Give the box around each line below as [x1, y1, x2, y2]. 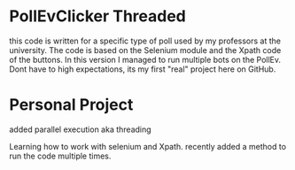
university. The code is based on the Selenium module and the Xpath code [9, 44, 282, 55]
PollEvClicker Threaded [9, 6, 186, 27]
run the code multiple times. [9, 151, 112, 161]
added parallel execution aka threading [9, 124, 152, 135]
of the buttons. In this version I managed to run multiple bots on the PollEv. [9, 54, 282, 65]
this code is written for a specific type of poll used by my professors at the [9, 35, 282, 46]
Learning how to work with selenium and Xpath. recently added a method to [9, 141, 286, 151]
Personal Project [9, 95, 134, 115]
